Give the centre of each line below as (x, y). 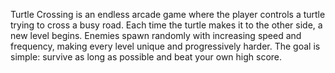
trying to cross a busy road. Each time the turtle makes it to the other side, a (166, 25)
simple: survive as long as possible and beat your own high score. (146, 57)
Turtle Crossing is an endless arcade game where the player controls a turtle (168, 14)
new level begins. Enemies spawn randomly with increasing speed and (156, 35)
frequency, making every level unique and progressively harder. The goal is (165, 46)
